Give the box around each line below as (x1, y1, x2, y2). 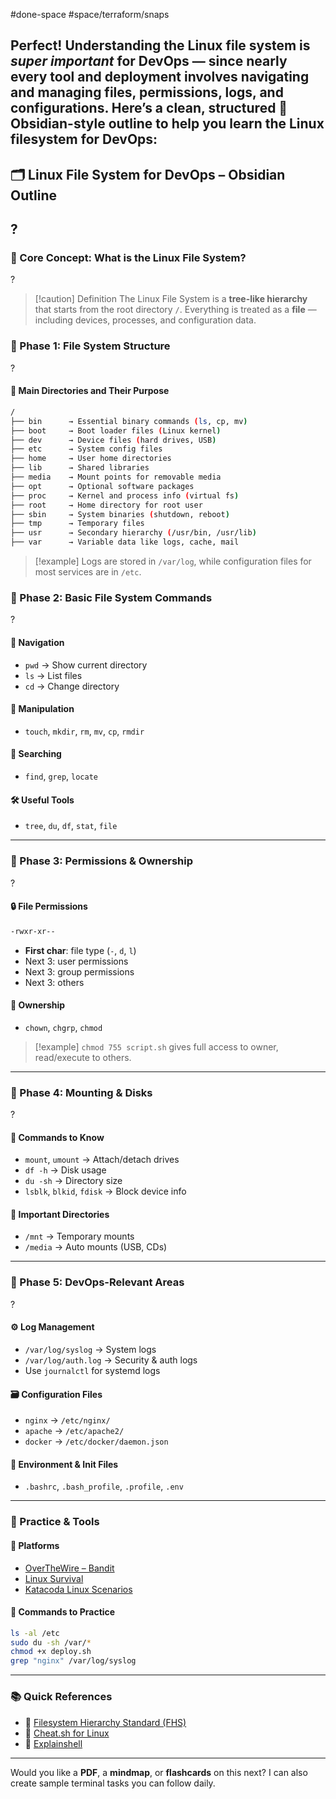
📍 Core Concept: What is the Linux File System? (10, 251, 247, 265)
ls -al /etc (10, 1628, 60, 1638)
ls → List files (24, 669, 83, 681)
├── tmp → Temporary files (10, 519, 145, 529)
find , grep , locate (24, 770, 98, 782)
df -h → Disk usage (24, 1164, 107, 1176)
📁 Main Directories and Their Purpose (10, 385, 170, 397)
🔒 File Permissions (10, 900, 88, 913)
